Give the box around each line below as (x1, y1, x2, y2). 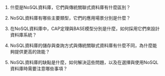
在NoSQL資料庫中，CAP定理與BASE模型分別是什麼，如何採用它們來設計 (10, 25, 160, 31)
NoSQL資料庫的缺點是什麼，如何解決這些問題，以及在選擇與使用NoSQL (10, 59, 158, 65)
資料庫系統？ (10, 32, 37, 37)
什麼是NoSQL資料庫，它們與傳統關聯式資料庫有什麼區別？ (10, 4, 131, 10)
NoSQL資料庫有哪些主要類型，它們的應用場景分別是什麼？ (10, 15, 131, 21)
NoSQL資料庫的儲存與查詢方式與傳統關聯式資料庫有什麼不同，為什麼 (10, 42, 153, 48)
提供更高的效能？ (14, 49, 50, 54)
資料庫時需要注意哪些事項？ (10, 65, 68, 71)
